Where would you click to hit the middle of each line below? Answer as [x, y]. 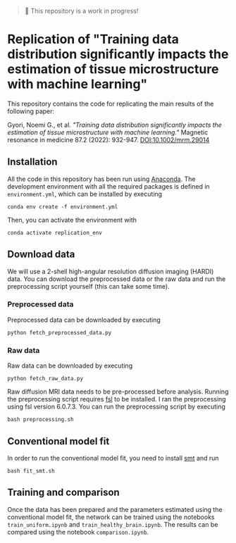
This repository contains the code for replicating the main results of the [111, 104]
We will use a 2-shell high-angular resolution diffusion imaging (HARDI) [111, 271]
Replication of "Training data [93, 39]
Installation [32, 162]
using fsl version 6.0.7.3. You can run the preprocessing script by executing [116, 407]
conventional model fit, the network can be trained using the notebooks [111, 517]
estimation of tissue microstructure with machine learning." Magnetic [108, 132]
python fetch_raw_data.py [45, 379]
